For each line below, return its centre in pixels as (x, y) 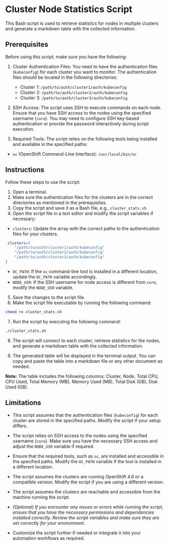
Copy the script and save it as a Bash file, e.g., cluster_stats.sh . (80, 208)
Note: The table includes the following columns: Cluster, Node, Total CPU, (82, 376)
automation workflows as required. (49, 538)
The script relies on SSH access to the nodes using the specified (80, 435)
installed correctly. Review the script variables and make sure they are (86, 517)
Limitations (23, 403)
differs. (20, 426)
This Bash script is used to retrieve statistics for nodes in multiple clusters (82, 23)
